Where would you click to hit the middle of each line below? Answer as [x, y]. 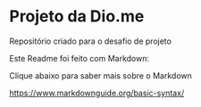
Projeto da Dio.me [77, 16]
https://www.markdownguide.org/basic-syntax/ [97, 93]
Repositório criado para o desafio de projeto [91, 41]
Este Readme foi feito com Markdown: [80, 58]
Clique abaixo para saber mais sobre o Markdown [100, 75]
